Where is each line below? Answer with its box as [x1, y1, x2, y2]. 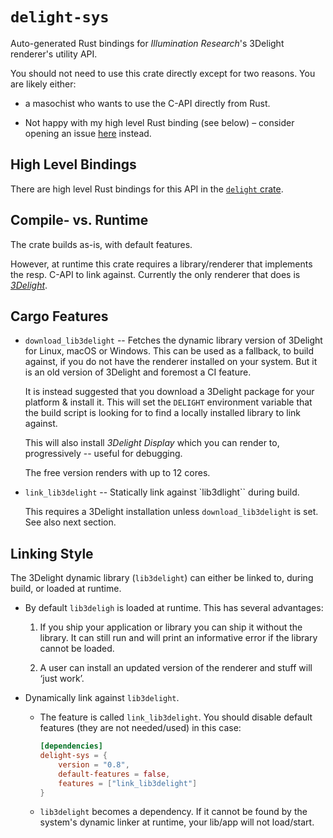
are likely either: [10, 78, 77, 90]
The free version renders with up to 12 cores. [24, 467, 211, 479]
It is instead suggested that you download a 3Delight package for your [24, 386, 315, 398]
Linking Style [10, 545, 94, 562]
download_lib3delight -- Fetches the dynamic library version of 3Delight [24, 334, 323, 347]
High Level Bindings [10, 156, 137, 173]
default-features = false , [58, 769, 171, 779]
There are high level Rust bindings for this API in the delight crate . [10, 183, 284, 195]
